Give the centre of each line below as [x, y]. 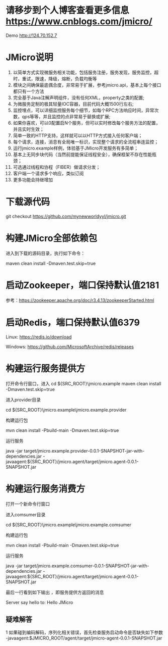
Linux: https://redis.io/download [39, 337]
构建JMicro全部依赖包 [52, 238]
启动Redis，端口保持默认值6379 [73, 322]
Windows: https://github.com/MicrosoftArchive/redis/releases [70, 346]
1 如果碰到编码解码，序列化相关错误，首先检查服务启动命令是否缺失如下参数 [84, 632]
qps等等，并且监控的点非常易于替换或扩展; [66, 116]
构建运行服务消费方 [46, 489]
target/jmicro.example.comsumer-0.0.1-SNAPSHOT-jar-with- [87, 566]
